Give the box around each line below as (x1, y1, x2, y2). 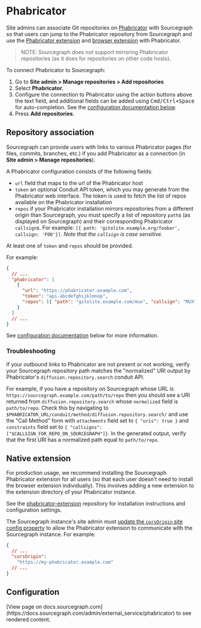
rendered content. (6, 615, 51, 623)
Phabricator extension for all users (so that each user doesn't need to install (6, 476, 193, 483)
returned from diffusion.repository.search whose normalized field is (6, 397, 178, 405)
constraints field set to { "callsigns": (6, 423, 103, 430)
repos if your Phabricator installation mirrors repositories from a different (14, 205, 194, 212)
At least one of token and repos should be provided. (6, 242, 133, 249)
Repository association (6, 127, 95, 137)
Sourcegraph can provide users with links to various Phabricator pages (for (6, 143, 192, 151)
